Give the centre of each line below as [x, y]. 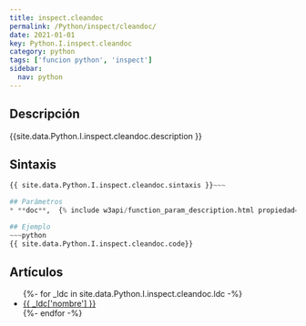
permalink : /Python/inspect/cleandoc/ [83, 26]
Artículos [36, 273]
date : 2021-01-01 [42, 35]
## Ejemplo [30, 227]
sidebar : [26, 69]
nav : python [41, 77]
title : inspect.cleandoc [56, 18]
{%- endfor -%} [52, 313]
